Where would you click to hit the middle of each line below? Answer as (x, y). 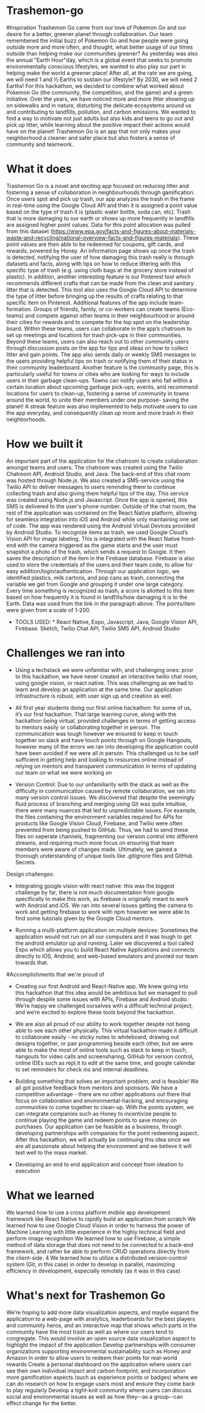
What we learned (50, 1195)
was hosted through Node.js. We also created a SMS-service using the (95, 480)
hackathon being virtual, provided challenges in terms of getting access (106, 720)
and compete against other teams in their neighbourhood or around (110, 316)
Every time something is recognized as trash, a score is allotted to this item (101, 590)
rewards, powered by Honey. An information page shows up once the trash (101, 250)
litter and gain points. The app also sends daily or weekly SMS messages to (101, 354)
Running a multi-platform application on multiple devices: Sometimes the (106, 930)
